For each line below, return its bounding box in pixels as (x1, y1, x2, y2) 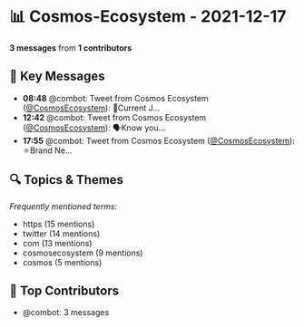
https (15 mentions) (22, 218, 95, 229)
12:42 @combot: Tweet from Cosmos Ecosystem (22, 111, 207, 122)
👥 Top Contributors (9, 283, 120, 298)
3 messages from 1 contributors (9, 42, 132, 53)
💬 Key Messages (9, 69, 106, 84)
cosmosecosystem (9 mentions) (22, 247, 143, 258)
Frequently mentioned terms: (9, 200, 118, 212)
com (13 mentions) (22, 237, 93, 248)
